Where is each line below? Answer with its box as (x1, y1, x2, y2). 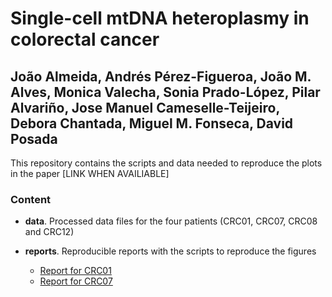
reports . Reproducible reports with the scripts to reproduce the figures (24, 245, 317, 257)
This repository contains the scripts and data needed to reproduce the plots (10, 157, 323, 169)
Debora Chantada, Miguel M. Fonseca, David (10, 115, 294, 132)
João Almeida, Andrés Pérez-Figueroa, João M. (10, 68, 312, 85)
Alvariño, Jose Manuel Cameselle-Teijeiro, (10, 99, 280, 116)
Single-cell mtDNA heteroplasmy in (10, 7, 310, 30)
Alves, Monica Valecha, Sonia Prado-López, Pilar (10, 83, 321, 101)
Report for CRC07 (39, 275, 113, 287)
